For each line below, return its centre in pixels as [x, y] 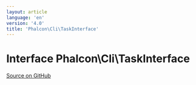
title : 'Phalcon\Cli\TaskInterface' [52, 29]
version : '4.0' [25, 23]
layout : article [27, 12]
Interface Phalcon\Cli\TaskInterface [98, 59]
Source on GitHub [29, 76]
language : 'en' [25, 18]
